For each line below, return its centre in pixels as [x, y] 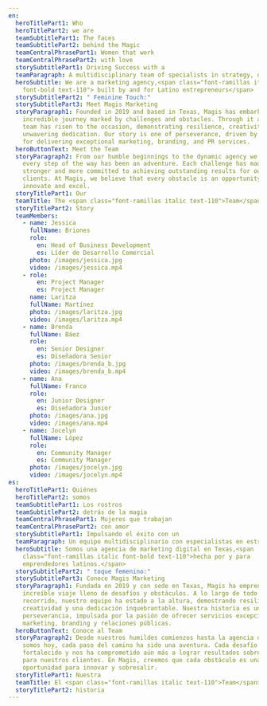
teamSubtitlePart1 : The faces [65, 38]
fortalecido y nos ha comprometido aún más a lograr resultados [131, 653]
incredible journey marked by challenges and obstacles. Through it [138, 120]
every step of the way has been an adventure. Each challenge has [135, 164]
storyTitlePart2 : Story [54, 208]
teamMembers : [37, 216]
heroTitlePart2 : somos [53, 497]
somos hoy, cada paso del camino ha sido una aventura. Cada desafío [140, 645]
